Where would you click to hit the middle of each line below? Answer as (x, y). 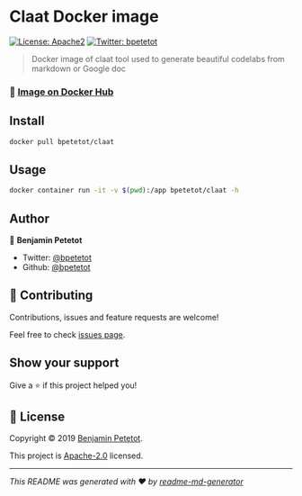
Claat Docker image (84, 17)
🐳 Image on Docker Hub (62, 92)
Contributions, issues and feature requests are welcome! (114, 317)
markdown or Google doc (79, 68)
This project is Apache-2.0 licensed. (76, 455)
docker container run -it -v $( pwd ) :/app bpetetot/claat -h (124, 191)
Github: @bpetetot (57, 267)
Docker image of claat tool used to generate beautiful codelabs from (158, 59)
